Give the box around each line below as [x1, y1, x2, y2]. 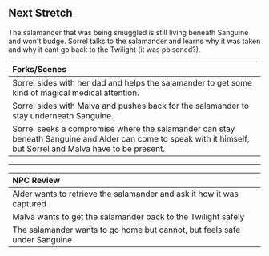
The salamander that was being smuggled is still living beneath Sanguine [8, 27, 249, 37]
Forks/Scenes [12, 63, 66, 74]
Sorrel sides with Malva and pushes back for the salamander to [12, 100, 250, 111]
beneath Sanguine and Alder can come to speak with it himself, [12, 133, 250, 144]
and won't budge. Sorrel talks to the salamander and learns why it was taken [8, 36, 261, 46]
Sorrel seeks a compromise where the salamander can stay [12, 123, 235, 134]
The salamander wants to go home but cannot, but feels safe [12, 224, 241, 235]
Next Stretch [8, 6, 74, 20]
